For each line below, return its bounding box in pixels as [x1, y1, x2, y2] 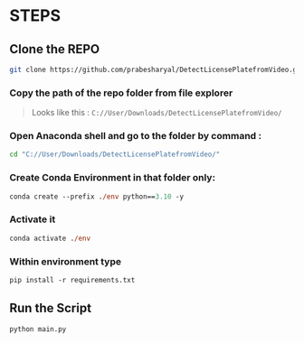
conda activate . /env [9, 234, 91, 243]
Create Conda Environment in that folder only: [9, 171, 215, 184]
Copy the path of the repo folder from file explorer [9, 87, 233, 99]
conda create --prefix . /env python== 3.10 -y [9, 191, 184, 201]
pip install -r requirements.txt [9, 275, 136, 284]
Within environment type [9, 255, 122, 267]
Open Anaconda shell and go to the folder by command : [9, 130, 262, 143]
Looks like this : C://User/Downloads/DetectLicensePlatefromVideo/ [31, 107, 282, 118]
